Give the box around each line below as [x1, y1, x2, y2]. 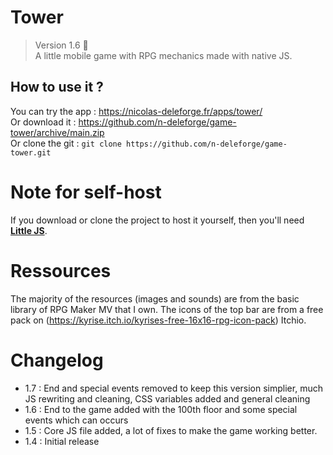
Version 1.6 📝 [34, 39, 89, 51]
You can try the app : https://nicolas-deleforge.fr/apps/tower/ [10, 105, 263, 117]
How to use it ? [10, 79, 104, 96]
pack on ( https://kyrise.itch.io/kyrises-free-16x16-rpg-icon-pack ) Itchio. [10, 314, 307, 326]
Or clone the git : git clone [10, 137, 122, 149]
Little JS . [10, 224, 48, 236]
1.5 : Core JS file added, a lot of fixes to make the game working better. [24, 424, 318, 436]
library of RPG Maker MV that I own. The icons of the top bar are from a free [10, 303, 324, 315]
